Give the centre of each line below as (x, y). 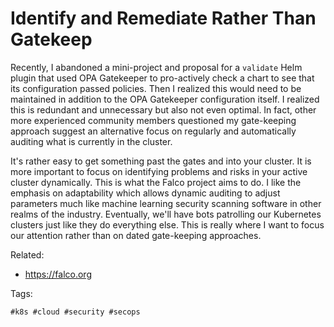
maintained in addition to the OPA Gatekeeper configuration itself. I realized (165, 99)
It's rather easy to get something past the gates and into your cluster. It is (161, 161)
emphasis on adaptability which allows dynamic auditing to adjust (145, 193)
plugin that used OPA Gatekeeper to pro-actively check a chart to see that (162, 78)
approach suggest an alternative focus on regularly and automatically (153, 131)
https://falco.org (58, 274)
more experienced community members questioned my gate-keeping (153, 120)
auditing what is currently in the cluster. (91, 141)
